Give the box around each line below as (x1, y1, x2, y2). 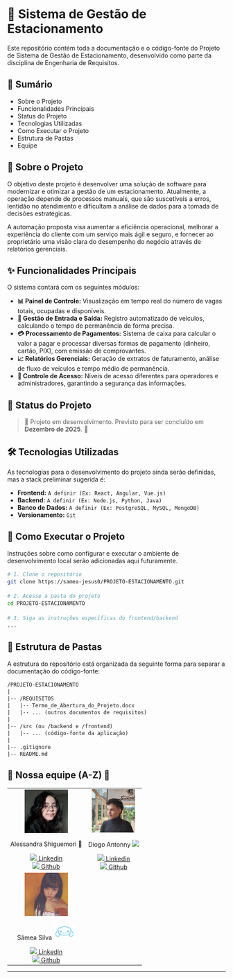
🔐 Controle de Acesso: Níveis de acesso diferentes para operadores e (17, 372, 218, 380)
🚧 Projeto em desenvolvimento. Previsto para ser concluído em (24, 418, 205, 426)
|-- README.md (7, 750, 49, 757)
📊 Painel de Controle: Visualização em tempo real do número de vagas (17, 297, 223, 306)
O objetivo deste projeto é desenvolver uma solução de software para (7, 179, 207, 188)
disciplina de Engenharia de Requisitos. (7, 58, 120, 67)
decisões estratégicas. (7, 209, 72, 218)
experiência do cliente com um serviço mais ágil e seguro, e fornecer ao (7, 230, 214, 238)
